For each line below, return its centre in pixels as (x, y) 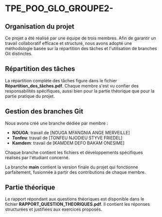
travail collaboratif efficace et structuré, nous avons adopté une (68, 43)
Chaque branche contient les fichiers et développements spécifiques (74, 152)
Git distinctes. (19, 54)
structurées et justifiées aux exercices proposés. (54, 209)
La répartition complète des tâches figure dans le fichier (61, 80)
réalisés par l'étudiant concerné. (37, 157)
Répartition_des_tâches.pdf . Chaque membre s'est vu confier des (72, 86)
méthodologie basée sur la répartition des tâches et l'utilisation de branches (81, 48)
